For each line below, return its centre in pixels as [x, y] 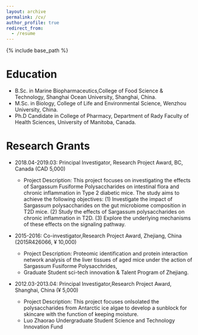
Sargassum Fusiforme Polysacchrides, [70, 266]
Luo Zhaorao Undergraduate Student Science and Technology [99, 320]
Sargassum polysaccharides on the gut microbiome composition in [105, 205]
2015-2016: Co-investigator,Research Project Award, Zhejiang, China [98, 236]
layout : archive [26, 12]
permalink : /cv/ [26, 17]
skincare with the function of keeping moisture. [81, 314]
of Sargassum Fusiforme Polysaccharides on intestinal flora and [101, 186]
